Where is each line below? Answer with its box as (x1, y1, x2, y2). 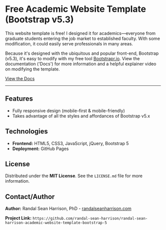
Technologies (5, 127, 48, 136)
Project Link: (5, 215, 32, 221)
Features (5, 95, 33, 103)
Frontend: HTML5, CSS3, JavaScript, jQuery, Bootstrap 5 (12, 140, 129, 146)
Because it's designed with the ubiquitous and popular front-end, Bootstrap (5, 50, 159, 56)
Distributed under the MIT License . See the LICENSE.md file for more (5, 173, 143, 179)
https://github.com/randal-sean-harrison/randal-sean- (33, 216, 148, 221)
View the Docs (5, 76, 35, 81)
